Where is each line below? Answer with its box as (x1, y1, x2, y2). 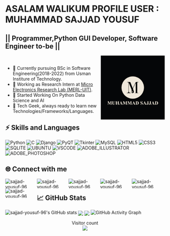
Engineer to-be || (5, 42, 60, 51)
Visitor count (71, 220, 99, 226)
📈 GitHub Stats (37, 193, 87, 203)
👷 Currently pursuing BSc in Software (12, 65, 91, 71)
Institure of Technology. (12, 76, 62, 82)
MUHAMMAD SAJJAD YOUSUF (5, 14, 140, 25)
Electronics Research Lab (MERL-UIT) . (12, 87, 93, 93)
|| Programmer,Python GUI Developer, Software (5, 34, 158, 43)
